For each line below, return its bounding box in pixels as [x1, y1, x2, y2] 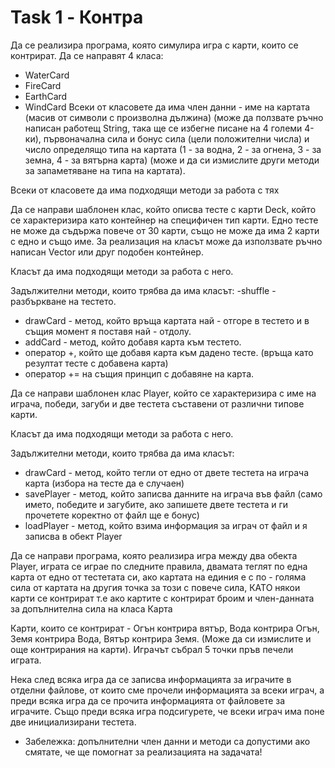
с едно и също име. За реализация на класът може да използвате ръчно [10, 235, 323, 247]
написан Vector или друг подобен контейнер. [10, 246, 204, 258]
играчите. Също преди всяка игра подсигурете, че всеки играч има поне [10, 705, 325, 717]
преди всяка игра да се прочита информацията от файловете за [10, 694, 286, 706]
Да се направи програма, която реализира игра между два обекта [10, 549, 298, 561]
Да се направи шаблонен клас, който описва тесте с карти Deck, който [10, 203, 317, 215]
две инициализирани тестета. [10, 716, 137, 728]
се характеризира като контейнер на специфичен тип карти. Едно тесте [10, 214, 319, 226]
